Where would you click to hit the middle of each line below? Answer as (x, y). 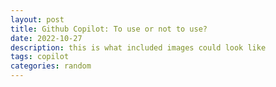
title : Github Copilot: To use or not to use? (109, 29)
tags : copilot (40, 57)
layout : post (37, 19)
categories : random (51, 66)
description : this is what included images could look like (138, 47)
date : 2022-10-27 (46, 38)
